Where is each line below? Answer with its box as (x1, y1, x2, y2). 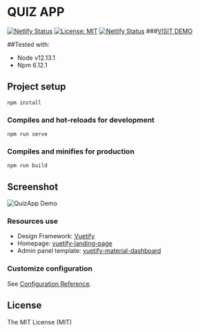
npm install (7, 99, 41, 106)
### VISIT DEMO (146, 27, 193, 35)
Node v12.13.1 (17, 53, 55, 62)
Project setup (7, 81, 67, 93)
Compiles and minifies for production (7, 146, 134, 156)
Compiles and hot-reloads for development (7, 115, 155, 125)
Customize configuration (7, 264, 93, 273)
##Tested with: (7, 40, 50, 48)
